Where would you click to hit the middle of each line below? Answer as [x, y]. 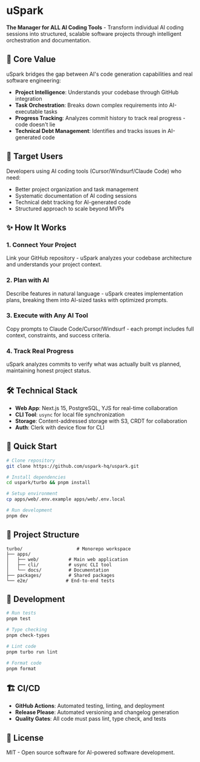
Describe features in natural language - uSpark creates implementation [95, 293]
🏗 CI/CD [23, 688]
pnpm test [19, 619]
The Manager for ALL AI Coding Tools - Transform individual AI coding [95, 27]
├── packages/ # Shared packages [60, 575]
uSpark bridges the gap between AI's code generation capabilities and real [100, 74]
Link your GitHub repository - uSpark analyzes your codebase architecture [99, 258]
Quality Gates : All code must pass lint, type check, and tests [90, 719]
